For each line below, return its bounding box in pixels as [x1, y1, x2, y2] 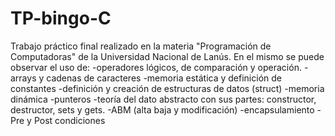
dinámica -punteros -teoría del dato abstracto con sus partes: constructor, [10, 93, 317, 105]
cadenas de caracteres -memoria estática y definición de [46, 72, 282, 84]
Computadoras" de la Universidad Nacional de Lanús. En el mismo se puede [10, 50, 325, 62]
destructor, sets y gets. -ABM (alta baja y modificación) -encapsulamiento [10, 103, 315, 116]
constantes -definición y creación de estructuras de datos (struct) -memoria [10, 82, 325, 94]
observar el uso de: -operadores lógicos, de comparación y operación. [10, 61, 302, 73]
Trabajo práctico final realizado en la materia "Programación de [10, 40, 272, 52]
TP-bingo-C [10, 7, 112, 30]
